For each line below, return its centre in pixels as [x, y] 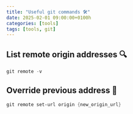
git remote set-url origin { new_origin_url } [64, 104]
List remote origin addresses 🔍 [66, 55]
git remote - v [24, 72]
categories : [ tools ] [33, 23]
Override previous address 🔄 [62, 91]
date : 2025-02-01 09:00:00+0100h [49, 18]
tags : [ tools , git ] [31, 29]
